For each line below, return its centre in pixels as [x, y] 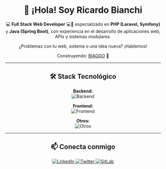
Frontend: [83, 106]
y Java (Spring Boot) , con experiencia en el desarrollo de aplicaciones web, [83, 31]
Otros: [83, 120]
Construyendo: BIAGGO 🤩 [83, 56]
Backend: [83, 91]
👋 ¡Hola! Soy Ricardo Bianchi [83, 10]
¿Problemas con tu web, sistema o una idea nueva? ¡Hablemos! [83, 46]
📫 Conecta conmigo [83, 147]
